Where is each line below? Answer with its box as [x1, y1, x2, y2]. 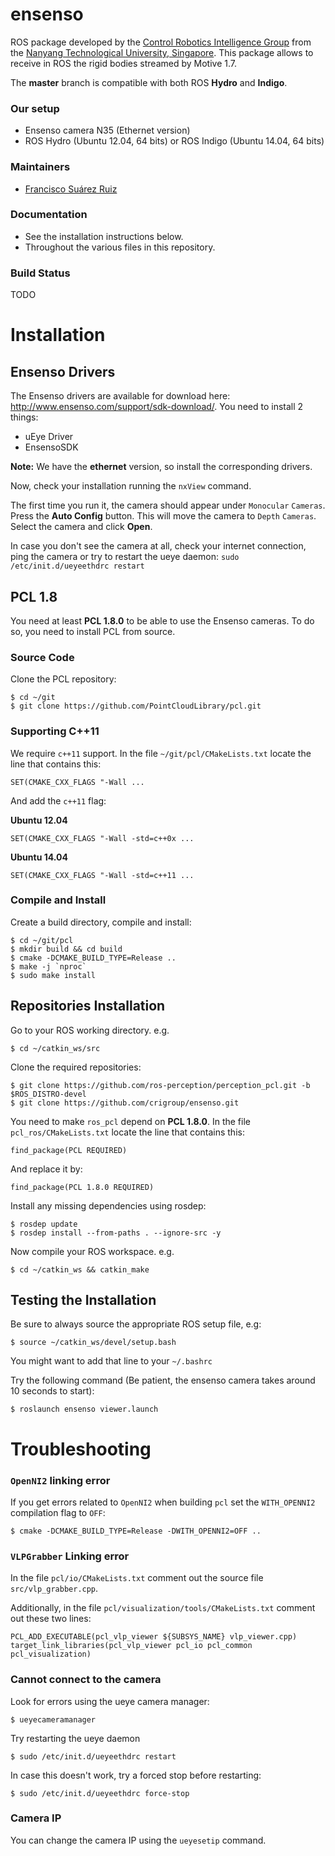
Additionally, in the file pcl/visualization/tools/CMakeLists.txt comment [10, 1602, 316, 1614]
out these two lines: [10, 1613, 92, 1625]
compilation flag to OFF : [10, 1506, 106, 1518]
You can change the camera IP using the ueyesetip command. [10, 1834, 267, 1846]
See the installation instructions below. [24, 230, 184, 242]
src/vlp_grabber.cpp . [10, 1583, 99, 1595]
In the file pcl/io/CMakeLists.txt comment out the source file [10, 1572, 264, 1584]
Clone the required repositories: [10, 1061, 142, 1073]
